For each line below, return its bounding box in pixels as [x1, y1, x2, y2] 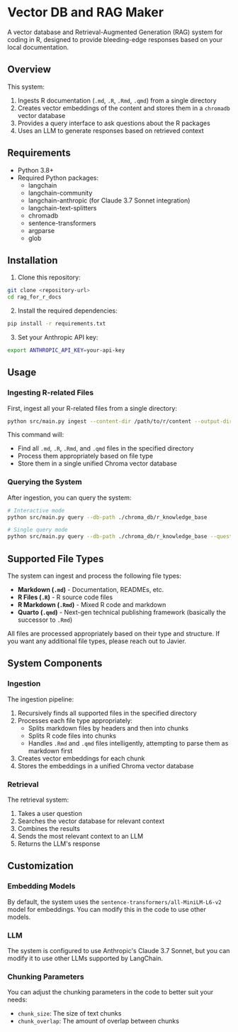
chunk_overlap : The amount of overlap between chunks [17, 1017, 179, 1026]
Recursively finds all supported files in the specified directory [17, 709, 197, 717]
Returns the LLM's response [17, 839, 101, 848]
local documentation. [7, 43, 69, 51]
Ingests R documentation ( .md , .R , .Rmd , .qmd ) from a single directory [17, 96, 217, 104]
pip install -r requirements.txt [7, 321, 106, 328]
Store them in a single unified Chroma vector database [17, 459, 177, 468]
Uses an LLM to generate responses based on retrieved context [17, 126, 204, 135]
